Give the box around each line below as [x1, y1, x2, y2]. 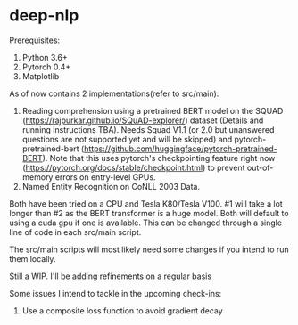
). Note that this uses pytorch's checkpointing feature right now [42, 152, 276, 163]
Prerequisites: [9, 35, 61, 45]
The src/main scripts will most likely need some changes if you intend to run [9, 244, 289, 255]
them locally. [9, 253, 56, 264]
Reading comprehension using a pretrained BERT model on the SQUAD [21, 105, 284, 116]
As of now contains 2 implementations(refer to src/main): [9, 88, 219, 99]
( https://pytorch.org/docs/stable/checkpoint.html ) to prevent [21, 162, 245, 173]
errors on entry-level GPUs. [54, 171, 156, 183]
